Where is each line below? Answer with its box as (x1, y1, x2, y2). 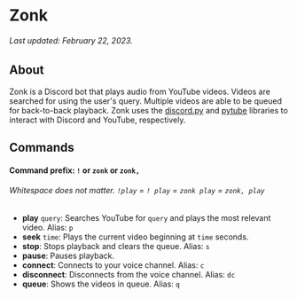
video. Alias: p (21, 223, 74, 232)
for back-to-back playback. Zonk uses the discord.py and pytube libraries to (9, 105, 288, 115)
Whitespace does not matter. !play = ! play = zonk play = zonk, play (9, 185, 265, 196)
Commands (9, 140, 75, 155)
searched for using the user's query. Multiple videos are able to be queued (9, 95, 282, 106)
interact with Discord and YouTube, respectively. (9, 114, 186, 125)
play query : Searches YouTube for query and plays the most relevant (21, 213, 271, 223)
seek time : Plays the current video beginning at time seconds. (21, 231, 249, 242)
